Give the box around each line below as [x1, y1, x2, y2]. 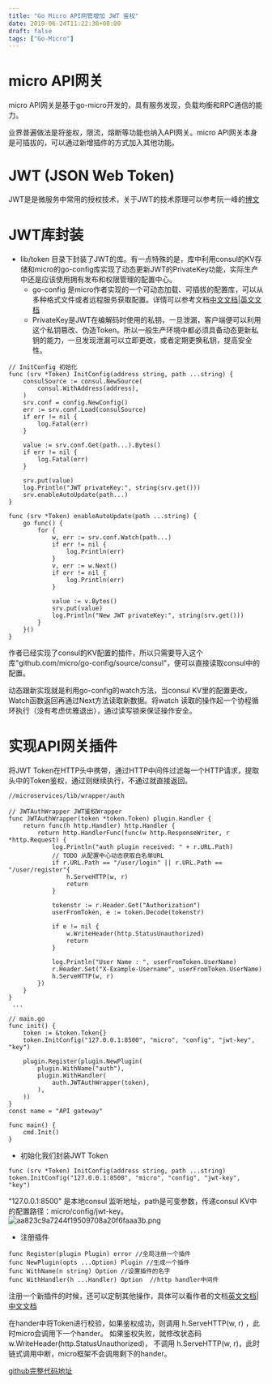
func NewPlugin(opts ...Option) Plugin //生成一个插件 [8, 1258, 190, 1266]
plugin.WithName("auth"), [37, 1065, 125, 1073]
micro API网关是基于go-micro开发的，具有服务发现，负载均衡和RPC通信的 [8, 101, 257, 110]
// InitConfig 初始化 [8, 363, 78, 371]
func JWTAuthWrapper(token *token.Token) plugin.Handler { [8, 815, 212, 823]
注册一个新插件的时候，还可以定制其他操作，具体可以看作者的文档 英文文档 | [8, 1291, 259, 1300]
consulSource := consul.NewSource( [23, 378, 143, 386]
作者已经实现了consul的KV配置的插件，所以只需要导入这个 [8, 648, 204, 658]
